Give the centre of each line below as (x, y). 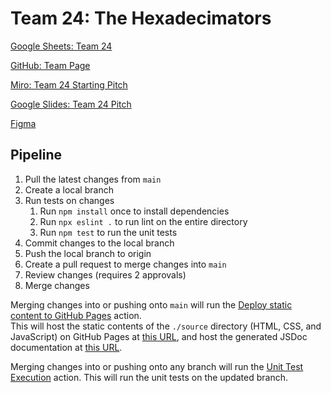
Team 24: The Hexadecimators (141, 18)
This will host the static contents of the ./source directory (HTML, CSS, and (166, 326)
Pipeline (36, 155)
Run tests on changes (69, 200)
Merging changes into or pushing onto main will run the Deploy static (151, 304)
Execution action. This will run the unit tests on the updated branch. (149, 377)
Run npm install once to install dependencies (134, 211)
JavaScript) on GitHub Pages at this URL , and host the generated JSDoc (159, 336)
